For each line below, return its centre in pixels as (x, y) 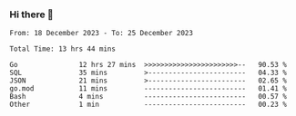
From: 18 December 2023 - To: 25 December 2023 (102, 34)
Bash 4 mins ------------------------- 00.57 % (148, 97)
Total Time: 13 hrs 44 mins (63, 49)
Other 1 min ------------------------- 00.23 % (148, 105)
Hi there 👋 (32, 14)
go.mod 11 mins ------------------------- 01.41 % (148, 89)
